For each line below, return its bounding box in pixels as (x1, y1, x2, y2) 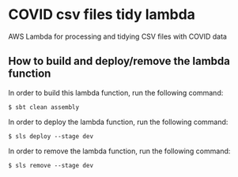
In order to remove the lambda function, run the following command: (8, 146, 231, 156)
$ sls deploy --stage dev (8, 132, 93, 140)
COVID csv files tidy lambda (8, 6, 196, 24)
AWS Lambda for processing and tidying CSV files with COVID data (8, 32, 228, 41)
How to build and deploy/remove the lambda (8, 55, 231, 68)
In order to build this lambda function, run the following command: (8, 88, 224, 97)
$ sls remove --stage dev (8, 161, 93, 169)
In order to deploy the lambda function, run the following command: (8, 117, 229, 126)
